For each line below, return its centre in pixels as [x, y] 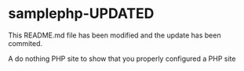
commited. [25, 43]
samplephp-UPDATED [81, 14]
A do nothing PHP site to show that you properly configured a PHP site [122, 59]
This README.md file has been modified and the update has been [115, 35]
